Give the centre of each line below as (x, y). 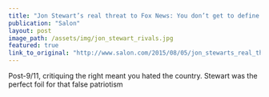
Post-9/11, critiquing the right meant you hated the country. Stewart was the (133, 76)
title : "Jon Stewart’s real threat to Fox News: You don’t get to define (134, 16)
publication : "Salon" (44, 23)
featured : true (34, 46)
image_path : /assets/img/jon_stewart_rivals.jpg (91, 38)
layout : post (30, 30)
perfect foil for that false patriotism (66, 84)
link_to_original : (39, 53)
